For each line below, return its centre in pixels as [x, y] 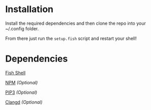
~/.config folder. [22, 28]
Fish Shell [15, 73]
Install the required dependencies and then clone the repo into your [75, 23]
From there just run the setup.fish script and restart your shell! [71, 38]
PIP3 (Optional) [21, 92]
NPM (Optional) [22, 82]
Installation [29, 9]
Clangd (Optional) [24, 102]
